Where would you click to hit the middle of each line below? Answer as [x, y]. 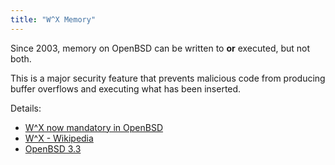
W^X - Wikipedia [59, 138]
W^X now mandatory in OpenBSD [94, 127]
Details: [26, 108]
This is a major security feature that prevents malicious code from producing [168, 78]
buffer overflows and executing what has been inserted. [126, 88]
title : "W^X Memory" [53, 19]
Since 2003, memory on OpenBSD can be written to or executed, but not [160, 48]
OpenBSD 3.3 [53, 148]
